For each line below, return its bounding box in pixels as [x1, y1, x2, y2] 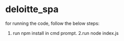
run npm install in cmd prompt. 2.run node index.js [12, 30, 119, 36]
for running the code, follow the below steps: [5, 20, 100, 26]
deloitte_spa [5, 4, 59, 15]
